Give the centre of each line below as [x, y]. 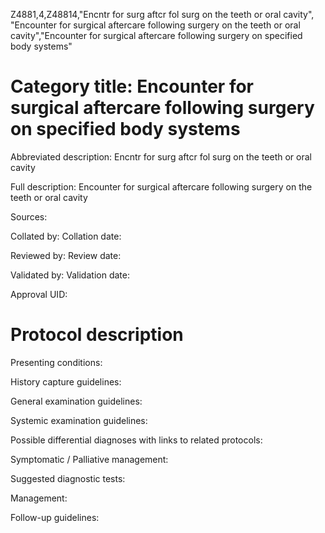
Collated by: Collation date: [66, 236]
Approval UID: [39, 294]
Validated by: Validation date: [70, 275]
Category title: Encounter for [132, 86]
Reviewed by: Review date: [66, 255]
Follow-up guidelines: [55, 517]
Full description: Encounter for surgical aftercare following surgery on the [161, 186]
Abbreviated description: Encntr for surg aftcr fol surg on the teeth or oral [161, 156]
